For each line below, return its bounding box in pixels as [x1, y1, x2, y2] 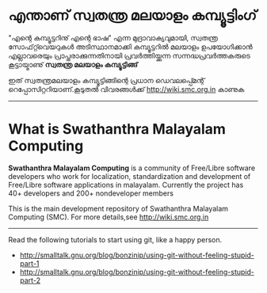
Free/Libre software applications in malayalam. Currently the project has [8, 180, 244, 189]
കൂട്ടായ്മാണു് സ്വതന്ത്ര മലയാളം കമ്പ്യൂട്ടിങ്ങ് [8, 59, 138, 69]
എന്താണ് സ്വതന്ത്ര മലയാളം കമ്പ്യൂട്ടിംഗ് [8, 6, 257, 25]
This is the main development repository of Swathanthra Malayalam [8, 204, 228, 213]
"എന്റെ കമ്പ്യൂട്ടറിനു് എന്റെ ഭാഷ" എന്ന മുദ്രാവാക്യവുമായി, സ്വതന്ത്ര [8, 32, 219, 42]
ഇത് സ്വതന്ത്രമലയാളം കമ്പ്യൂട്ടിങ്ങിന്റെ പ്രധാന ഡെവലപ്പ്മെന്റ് [8, 75, 205, 85]
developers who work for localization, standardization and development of [8, 171, 251, 181]
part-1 [19, 258, 40, 268]
